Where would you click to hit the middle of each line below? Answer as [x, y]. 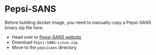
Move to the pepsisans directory [44, 47]
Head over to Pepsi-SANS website [47, 37]
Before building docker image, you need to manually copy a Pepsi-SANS [78, 22]
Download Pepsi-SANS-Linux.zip [45, 42]
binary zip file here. [24, 27]
